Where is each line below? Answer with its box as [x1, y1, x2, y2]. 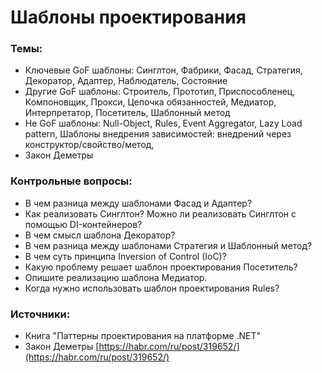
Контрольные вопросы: [10, 174, 133, 188]
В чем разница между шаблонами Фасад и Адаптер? [24, 197, 253, 209]
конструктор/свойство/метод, [24, 139, 155, 151]
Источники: [10, 307, 71, 321]
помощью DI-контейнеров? [24, 218, 143, 230]
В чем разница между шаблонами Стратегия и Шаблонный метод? [24, 239, 313, 251]
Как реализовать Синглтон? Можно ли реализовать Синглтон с [24, 207, 297, 220]
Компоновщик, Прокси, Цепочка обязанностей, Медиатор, [24, 96, 277, 108]
